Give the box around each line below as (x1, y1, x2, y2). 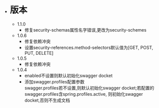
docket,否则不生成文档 (24, 97, 70, 103)
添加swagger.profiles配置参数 (24, 78, 85, 84)
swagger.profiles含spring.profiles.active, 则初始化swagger (24, 91, 143, 97)
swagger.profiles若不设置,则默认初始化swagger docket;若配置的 (24, 85, 154, 91)
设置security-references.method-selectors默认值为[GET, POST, (24, 44, 154, 50)
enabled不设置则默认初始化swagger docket (24, 72, 113, 78)
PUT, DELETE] (24, 50, 54, 56)
